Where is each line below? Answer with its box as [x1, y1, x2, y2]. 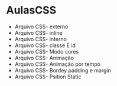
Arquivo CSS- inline [14, 29, 63, 36]
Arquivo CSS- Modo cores [14, 48, 79, 55]
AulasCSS [6, 4, 57, 17]
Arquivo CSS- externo [14, 23, 69, 30]
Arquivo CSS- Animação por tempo [14, 60, 101, 68]
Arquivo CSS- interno [14, 35, 67, 42]
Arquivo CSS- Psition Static [14, 73, 82, 80]
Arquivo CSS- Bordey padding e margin [14, 67, 111, 74]
